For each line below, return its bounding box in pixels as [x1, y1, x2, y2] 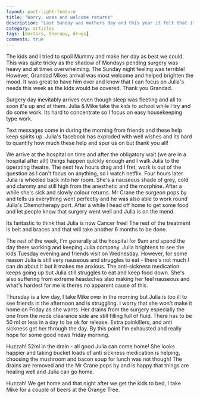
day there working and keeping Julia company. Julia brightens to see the [6, 244, 185, 250]
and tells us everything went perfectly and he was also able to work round [6, 195, 187, 202]
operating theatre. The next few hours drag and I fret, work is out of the [6, 163, 182, 171]
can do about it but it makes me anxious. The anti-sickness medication [6, 263, 180, 270]
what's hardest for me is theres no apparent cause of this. [6, 282, 149, 289]
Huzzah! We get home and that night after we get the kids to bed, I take [6, 380, 182, 386]
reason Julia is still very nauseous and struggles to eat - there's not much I [6, 256, 189, 263]
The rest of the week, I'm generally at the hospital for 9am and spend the [6, 237, 186, 245]
